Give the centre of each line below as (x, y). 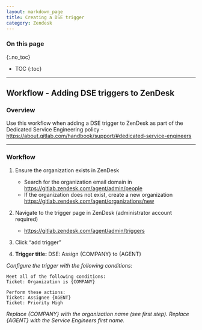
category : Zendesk (29, 23)
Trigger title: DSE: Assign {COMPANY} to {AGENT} (78, 254)
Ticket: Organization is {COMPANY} (51, 282)
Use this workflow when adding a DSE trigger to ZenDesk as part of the (95, 123)
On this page (25, 44)
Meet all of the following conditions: (56, 277)
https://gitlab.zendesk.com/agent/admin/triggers (84, 230)
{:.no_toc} (18, 57)
